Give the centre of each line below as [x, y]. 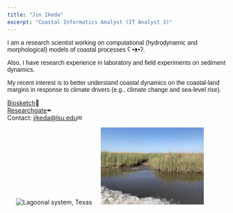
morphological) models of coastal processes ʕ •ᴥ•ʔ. [76, 49]
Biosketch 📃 [23, 103]
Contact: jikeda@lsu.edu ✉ [45, 118]
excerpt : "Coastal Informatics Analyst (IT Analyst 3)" [90, 22]
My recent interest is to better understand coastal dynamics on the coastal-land [113, 82]
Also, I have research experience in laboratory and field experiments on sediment [116, 62]
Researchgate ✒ [30, 110]
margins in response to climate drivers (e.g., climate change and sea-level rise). [114, 89]
